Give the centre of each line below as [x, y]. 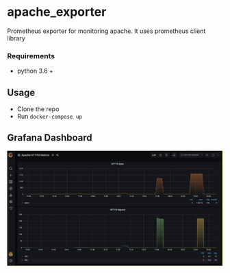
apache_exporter [57, 12]
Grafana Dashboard [50, 138]
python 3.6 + [35, 71]
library [16, 38]
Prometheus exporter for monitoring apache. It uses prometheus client [106, 31]
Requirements [31, 56]
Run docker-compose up [49, 117]
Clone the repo [38, 109]
